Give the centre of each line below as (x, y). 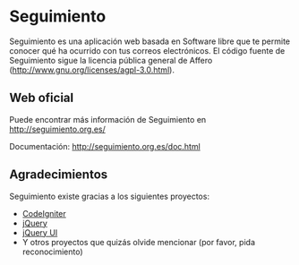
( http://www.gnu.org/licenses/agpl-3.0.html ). (92, 70)
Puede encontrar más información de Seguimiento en (108, 119)
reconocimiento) (52, 252)
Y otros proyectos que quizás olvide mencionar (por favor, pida (138, 242)
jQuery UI (40, 232)
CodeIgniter (44, 213)
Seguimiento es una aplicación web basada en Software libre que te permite (150, 41)
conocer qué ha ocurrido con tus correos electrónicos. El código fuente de (147, 50)
